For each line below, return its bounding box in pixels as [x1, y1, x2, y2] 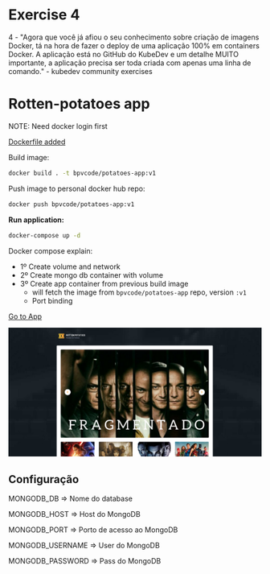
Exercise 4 [8, 6, 80, 24]
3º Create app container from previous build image [19, 279, 189, 288]
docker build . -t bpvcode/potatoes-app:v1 [8, 169, 157, 177]
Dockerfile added [8, 137, 66, 147]
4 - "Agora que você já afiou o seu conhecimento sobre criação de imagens [8, 32, 260, 42]
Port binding [31, 295, 73, 305]
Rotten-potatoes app [8, 95, 150, 114]
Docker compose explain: [8, 246, 93, 255]
